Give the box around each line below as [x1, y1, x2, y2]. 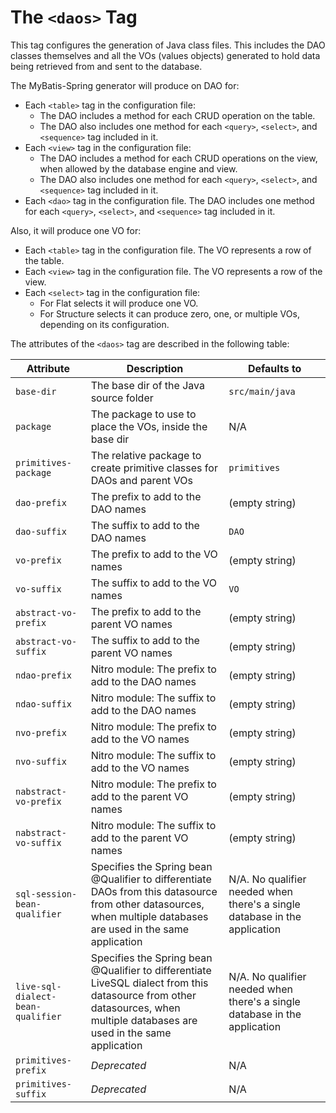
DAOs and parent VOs [90, 473, 193, 487]
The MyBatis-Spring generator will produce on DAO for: [10, 79, 240, 91]
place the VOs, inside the [90, 419, 208, 433]
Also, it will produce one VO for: [10, 224, 142, 236]
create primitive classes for [90, 461, 218, 475]
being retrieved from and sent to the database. [10, 60, 203, 72]
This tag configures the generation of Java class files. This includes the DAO [10, 39, 326, 51]
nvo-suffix [15, 756, 67, 767]
